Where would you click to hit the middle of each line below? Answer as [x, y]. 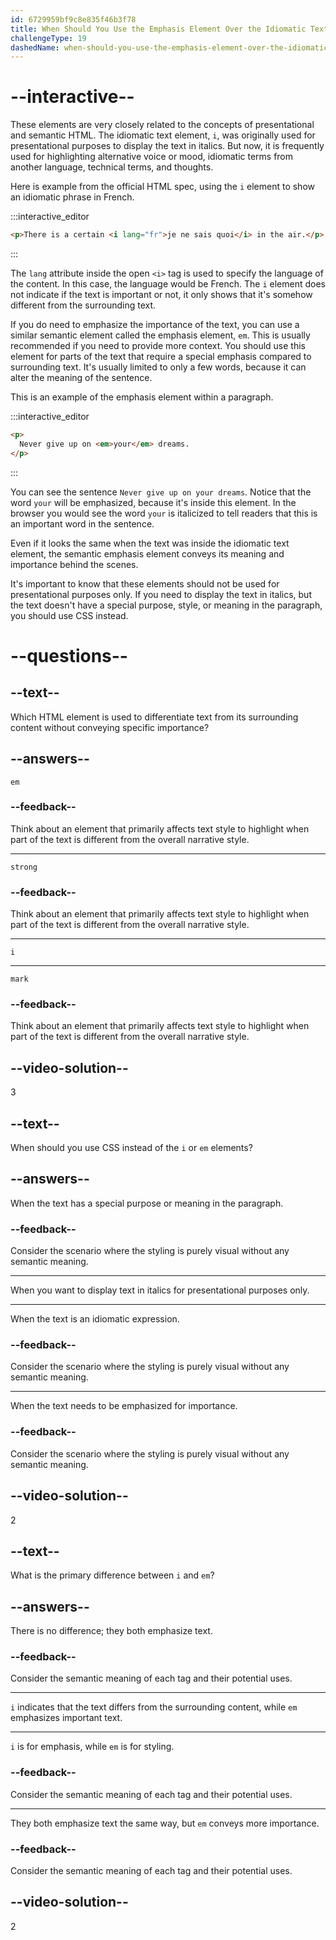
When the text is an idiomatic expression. [95, 1319]
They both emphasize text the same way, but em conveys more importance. [165, 1823]
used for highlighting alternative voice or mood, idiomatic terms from [152, 157]
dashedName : [35, 47]
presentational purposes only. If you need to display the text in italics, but [161, 594]
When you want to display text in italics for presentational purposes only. [160, 1290]
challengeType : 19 [48, 38]
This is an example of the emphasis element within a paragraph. [142, 397]
